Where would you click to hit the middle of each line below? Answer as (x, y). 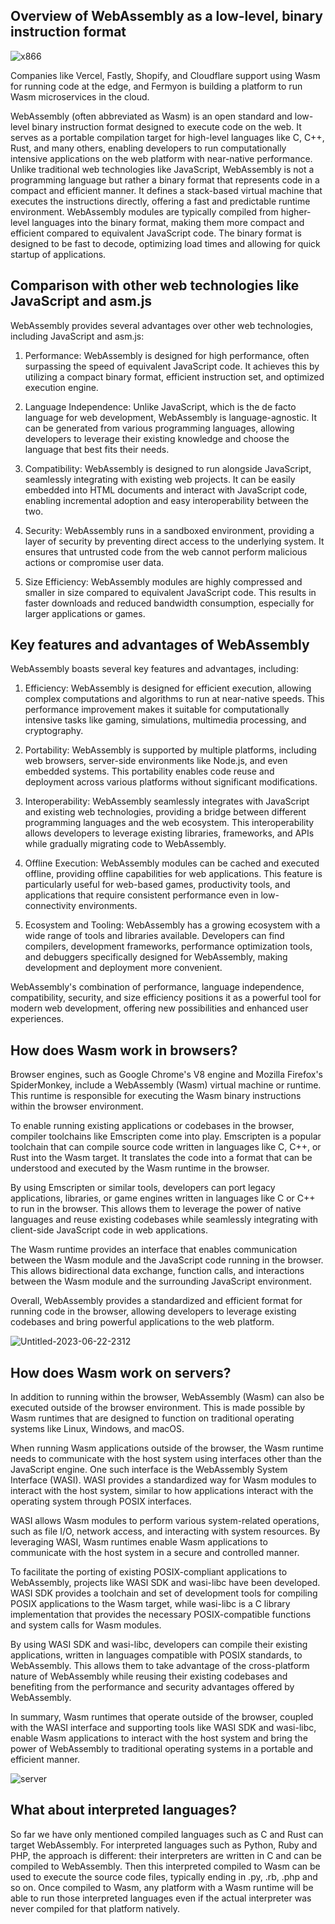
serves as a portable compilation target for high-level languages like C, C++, (167, 137)
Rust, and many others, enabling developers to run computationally (148, 148)
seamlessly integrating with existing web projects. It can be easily (160, 479)
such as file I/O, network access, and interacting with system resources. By (165, 1531)
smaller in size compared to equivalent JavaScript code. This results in (170, 592)
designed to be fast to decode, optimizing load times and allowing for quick (165, 243)
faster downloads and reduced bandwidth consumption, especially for (169, 603)
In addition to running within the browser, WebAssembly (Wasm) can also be (167, 1397)
